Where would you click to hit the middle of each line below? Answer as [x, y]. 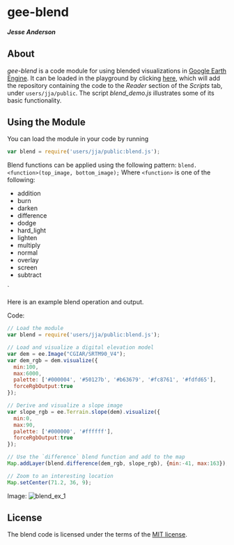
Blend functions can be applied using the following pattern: [92, 165]
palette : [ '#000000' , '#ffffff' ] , [63, 431]
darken [28, 208]
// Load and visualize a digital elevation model [81, 348]
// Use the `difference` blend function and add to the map [96, 457]
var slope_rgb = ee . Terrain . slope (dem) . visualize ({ [84, 412]
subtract [29, 275]
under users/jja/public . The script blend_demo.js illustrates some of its [111, 93]
